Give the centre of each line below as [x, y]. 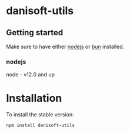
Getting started [35, 33]
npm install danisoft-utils [41, 125]
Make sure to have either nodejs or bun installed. [65, 46]
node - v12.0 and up [30, 75]
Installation [34, 98]
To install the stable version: [40, 115]
